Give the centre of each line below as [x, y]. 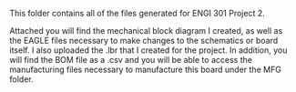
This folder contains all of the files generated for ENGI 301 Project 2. [138, 13]
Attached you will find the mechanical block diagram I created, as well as [146, 31]
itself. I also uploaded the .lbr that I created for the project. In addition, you [148, 50]
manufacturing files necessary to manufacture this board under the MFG [146, 69]
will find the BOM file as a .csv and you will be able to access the [131, 60]
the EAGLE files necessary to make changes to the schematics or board [144, 41]
